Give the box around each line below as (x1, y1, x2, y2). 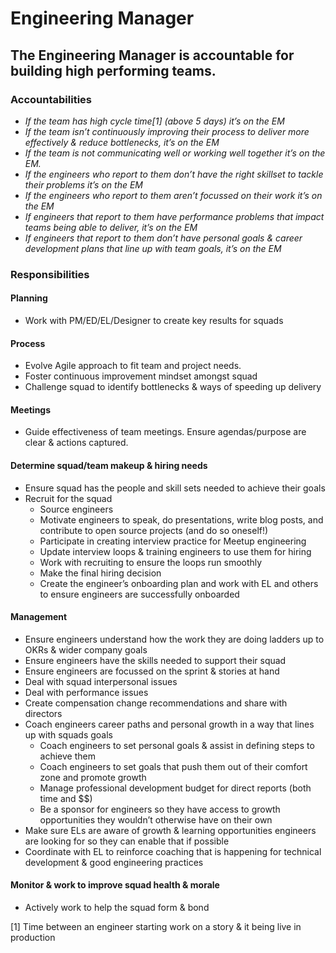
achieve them (39, 750, 96, 762)
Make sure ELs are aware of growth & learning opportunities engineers (24, 824, 317, 836)
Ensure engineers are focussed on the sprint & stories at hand (24, 665, 280, 677)
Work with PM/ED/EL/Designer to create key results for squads (24, 315, 284, 326)
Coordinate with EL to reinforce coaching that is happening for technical (24, 845, 322, 857)
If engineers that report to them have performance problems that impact (24, 210, 325, 222)
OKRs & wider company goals (24, 643, 148, 656)
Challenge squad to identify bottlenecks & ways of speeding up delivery (24, 381, 322, 393)
